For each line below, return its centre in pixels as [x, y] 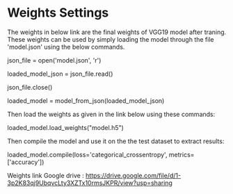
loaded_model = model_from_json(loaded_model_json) [86, 100]
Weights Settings [58, 13]
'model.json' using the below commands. [66, 47]
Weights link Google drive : [46, 175]
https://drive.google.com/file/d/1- [134, 175]
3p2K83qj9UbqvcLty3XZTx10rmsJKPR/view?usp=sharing [90, 183]
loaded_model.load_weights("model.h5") [65, 127]
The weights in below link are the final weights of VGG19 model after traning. [117, 32]
